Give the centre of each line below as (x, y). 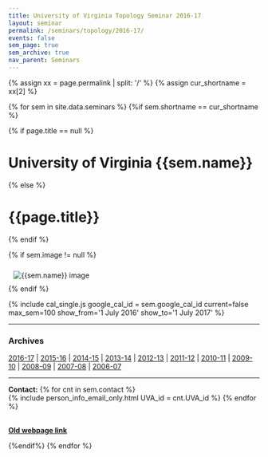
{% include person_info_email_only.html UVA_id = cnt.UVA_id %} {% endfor (132, 398)
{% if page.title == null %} (51, 130)
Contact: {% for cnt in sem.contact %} (72, 390)
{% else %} (27, 185)
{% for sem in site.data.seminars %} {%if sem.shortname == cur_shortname (134, 106)
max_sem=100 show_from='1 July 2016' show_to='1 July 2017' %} (116, 313)
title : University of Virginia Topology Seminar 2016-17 (105, 16)
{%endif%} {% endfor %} (50, 446)
